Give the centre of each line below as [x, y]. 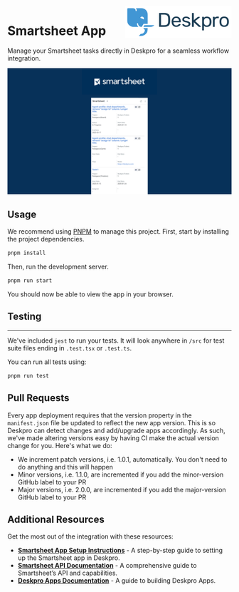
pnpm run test [28, 375]
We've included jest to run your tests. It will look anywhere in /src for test [116, 341]
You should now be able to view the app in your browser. [91, 294]
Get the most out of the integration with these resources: [90, 536]
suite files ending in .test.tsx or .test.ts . [70, 348]
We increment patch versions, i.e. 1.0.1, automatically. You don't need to [122, 459]
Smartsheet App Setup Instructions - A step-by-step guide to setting [120, 551]
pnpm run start [30, 281]
